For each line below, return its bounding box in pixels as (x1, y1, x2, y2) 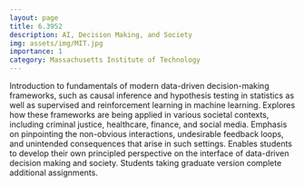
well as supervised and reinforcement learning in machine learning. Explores (9, 100, 296, 110)
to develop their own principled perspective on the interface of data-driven (9, 148, 289, 159)
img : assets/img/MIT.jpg (9, 38, 103, 48)
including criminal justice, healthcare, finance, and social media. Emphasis (9, 119, 288, 130)
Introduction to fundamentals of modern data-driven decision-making (9, 81, 270, 91)
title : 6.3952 (9, 22, 64, 31)
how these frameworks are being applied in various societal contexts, (9, 110, 270, 120)
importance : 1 (9, 47, 64, 56)
